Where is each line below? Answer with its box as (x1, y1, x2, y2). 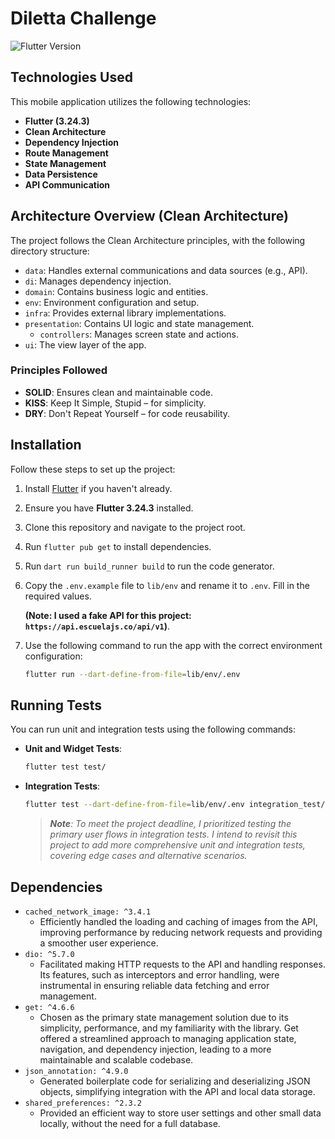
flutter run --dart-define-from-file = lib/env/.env (24, 669, 241, 679)
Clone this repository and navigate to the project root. (24, 521, 246, 533)
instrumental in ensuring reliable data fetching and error (39, 979, 270, 991)
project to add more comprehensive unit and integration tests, (49, 839, 306, 851)
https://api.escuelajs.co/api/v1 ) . (24, 620, 171, 632)
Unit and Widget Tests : (24, 743, 123, 755)
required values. (24, 590, 92, 602)
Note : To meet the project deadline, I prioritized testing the (49, 818, 292, 830)
